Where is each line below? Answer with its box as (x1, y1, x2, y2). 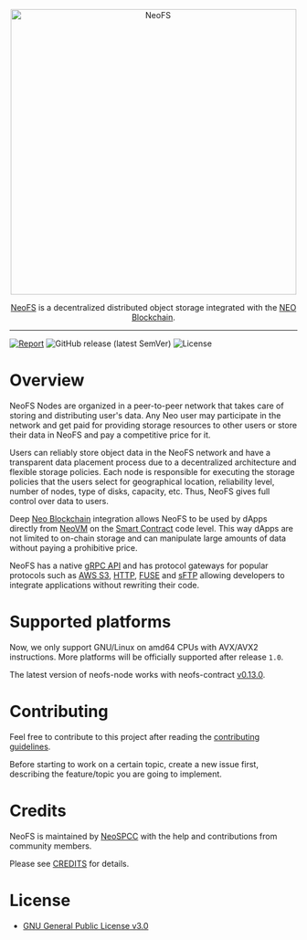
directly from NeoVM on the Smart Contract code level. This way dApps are (9, 523, 294, 533)
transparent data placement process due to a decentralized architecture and (9, 457, 297, 468)
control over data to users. (9, 495, 110, 506)
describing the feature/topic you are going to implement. (9, 768, 222, 779)
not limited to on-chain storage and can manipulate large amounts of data (9, 533, 286, 544)
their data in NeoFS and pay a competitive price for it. (9, 429, 211, 440)
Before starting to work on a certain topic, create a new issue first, (9, 758, 259, 769)
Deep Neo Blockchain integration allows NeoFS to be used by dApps (9, 512, 268, 524)
